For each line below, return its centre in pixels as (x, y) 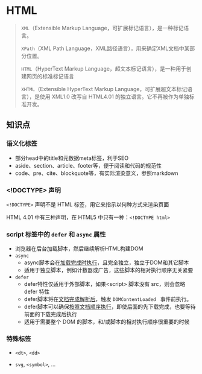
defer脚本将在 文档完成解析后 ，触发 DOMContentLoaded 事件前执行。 (108, 299)
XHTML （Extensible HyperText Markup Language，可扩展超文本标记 (104, 89)
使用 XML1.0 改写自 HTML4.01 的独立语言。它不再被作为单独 (115, 97)
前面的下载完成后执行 (50, 314)
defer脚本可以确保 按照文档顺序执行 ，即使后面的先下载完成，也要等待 (110, 307)
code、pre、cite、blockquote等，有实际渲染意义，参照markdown (96, 173)
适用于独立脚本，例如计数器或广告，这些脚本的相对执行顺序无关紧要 (109, 270)
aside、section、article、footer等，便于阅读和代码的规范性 (88, 165)
